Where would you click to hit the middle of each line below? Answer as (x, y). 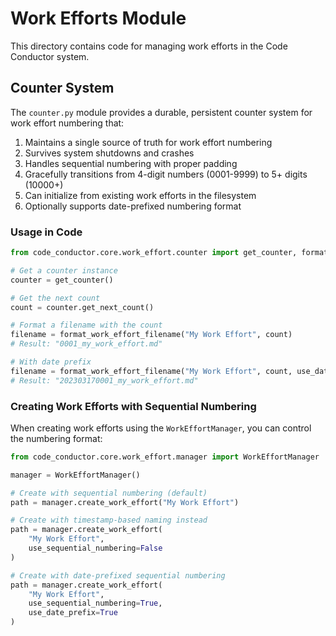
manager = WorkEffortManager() (75, 475)
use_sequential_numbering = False (95, 548)
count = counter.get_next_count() (82, 307)
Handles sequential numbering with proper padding (131, 163)
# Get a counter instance (64, 270)
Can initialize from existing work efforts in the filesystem (140, 195)
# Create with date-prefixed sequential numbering (118, 575)
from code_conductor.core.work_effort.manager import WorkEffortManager (165, 457)
